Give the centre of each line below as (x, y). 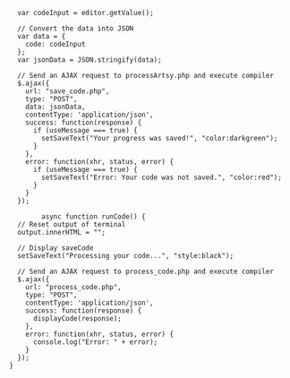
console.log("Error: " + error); (96, 342)
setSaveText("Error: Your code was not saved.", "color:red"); (162, 177)
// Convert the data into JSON (76, 29)
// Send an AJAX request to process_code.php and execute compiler (145, 271)
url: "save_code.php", (67, 91)
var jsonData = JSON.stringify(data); (90, 60)
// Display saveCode (55, 248)
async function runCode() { (93, 217)
